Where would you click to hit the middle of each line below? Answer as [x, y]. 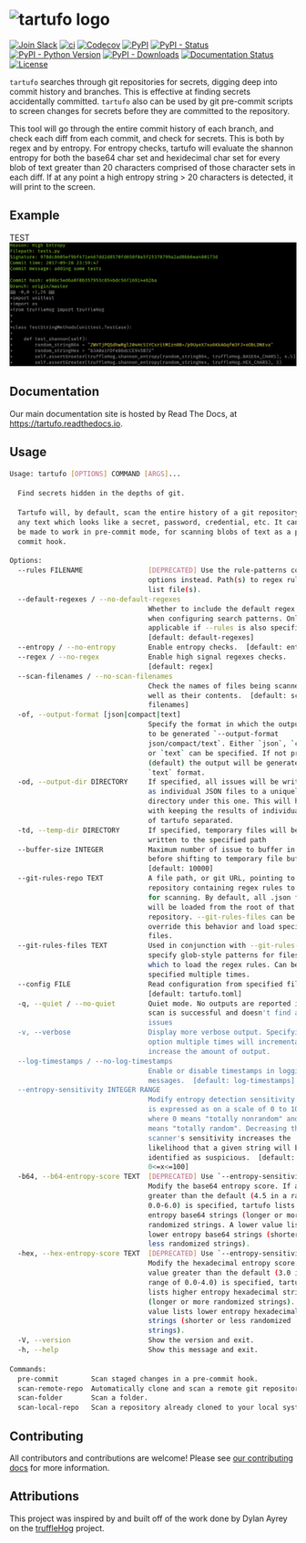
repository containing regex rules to [222, 888]
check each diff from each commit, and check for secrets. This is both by [147, 138]
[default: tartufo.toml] [195, 994]
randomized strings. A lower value [215, 1225]
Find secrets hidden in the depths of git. [101, 494]
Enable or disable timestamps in [211, 1071]
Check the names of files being [209, 686]
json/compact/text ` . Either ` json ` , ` [222, 744]
